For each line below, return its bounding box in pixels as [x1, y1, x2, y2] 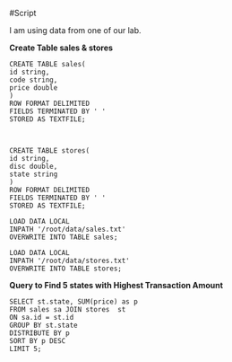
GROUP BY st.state [9, 321, 78, 330]
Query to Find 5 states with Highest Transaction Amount [9, 280, 224, 290]
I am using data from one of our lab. [9, 25, 142, 35]
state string [9, 170, 58, 179]
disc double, [9, 162, 58, 171]
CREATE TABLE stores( [9, 146, 90, 155]
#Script [9, 8, 37, 18]
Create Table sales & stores [9, 42, 114, 53]
